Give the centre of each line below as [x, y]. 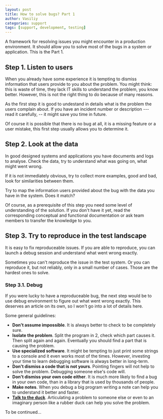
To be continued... [23, 412]
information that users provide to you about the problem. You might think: [79, 84]
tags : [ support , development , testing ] [45, 28]
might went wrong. [24, 166]
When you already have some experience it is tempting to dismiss [71, 79]
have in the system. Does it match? [40, 195]
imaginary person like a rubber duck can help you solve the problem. [81, 402]
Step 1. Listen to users [39, 67]
